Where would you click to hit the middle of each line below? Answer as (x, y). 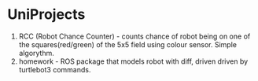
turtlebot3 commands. (55, 69)
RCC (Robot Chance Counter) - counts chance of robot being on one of (135, 36)
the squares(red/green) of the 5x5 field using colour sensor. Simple (128, 44)
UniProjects (46, 15)
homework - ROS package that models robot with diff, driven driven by (133, 61)
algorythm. (36, 53)
